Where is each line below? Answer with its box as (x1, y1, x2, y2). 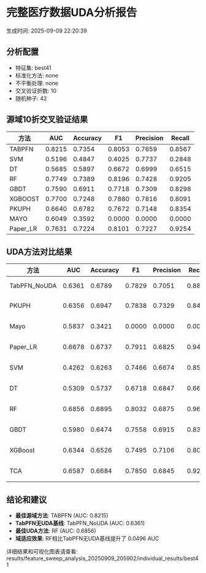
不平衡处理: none (15, 79, 58, 86)
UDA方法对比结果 (6, 246, 72, 257)
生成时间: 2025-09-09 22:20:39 (6, 27, 87, 34)
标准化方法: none (15, 72, 58, 79)
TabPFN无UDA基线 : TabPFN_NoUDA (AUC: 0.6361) (15, 520, 145, 527)
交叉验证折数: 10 (15, 87, 57, 94)
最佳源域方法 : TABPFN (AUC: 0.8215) (15, 512, 109, 519)
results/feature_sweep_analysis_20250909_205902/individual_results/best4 (6, 555, 199, 562)
